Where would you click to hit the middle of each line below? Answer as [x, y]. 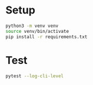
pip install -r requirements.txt [46, 37]
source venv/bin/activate [37, 31]
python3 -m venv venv [32, 26]
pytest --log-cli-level [35, 76]
